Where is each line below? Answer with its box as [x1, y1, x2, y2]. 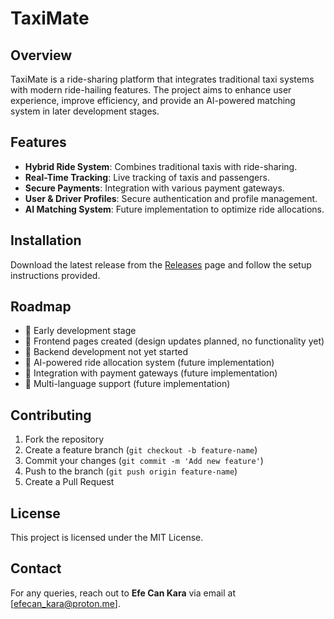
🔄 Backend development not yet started [24, 346, 189, 358]
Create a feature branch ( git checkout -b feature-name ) [24, 444, 258, 456]
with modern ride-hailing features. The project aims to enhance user [10, 84, 292, 96]
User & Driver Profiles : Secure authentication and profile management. [24, 192, 318, 204]
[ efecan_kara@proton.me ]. [10, 597, 121, 609]
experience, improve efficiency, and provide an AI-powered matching [10, 95, 296, 106]
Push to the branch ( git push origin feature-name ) [24, 465, 238, 477]
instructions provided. [10, 269, 101, 281]
